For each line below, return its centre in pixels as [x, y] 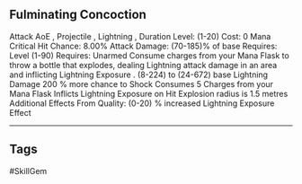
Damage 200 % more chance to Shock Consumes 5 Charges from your [142, 83]
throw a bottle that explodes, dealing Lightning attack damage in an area [143, 65]
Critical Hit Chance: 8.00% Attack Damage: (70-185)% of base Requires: [143, 46]
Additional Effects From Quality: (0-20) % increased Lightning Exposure [142, 103]
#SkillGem [28, 171]
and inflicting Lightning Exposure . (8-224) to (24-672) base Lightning [138, 74]
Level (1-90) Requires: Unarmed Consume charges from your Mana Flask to [149, 55]
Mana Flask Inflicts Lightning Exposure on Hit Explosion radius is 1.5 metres [149, 93]
